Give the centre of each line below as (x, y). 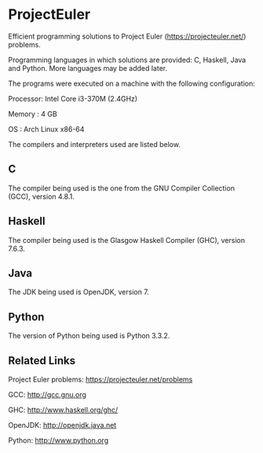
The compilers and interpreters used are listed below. (94, 144)
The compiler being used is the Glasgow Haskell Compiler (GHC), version (127, 240)
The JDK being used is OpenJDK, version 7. (79, 292)
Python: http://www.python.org (58, 440)
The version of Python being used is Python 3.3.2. (89, 336)
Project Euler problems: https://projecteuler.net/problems (100, 379)
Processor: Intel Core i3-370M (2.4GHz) (73, 98)
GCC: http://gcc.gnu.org (47, 394)
